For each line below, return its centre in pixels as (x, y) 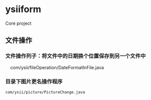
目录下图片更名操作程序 (34, 81)
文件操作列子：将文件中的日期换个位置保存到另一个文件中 (75, 56)
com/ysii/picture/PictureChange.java (45, 92)
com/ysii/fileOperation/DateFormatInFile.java (57, 67)
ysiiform (23, 9)
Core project (18, 23)
